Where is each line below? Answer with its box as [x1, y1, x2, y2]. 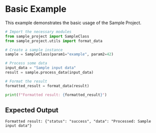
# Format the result [5, 79, 48, 84]
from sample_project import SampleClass [5, 33, 90, 39]
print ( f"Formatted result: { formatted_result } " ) [5, 92, 107, 97]
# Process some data [5, 61, 48, 66]
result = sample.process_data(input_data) [5, 70, 94, 75]
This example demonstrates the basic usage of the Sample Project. [5, 20, 142, 26]
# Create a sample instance [5, 47, 63, 52]
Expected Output [5, 106, 59, 114]
